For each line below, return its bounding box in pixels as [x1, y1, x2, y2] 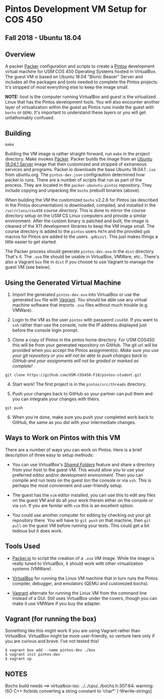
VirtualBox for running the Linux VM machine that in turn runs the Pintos [12, 575, 158, 581]
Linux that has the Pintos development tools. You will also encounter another [5, 99, 160, 105]
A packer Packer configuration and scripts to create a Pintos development [5, 63, 155, 70]
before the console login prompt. [12, 327, 79, 333]
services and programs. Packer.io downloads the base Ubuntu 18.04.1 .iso [5, 167, 156, 173]
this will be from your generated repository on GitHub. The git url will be [12, 342, 158, 348]
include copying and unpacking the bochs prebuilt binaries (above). [5, 187, 140, 193]
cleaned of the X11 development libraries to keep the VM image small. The [5, 223, 155, 229]
